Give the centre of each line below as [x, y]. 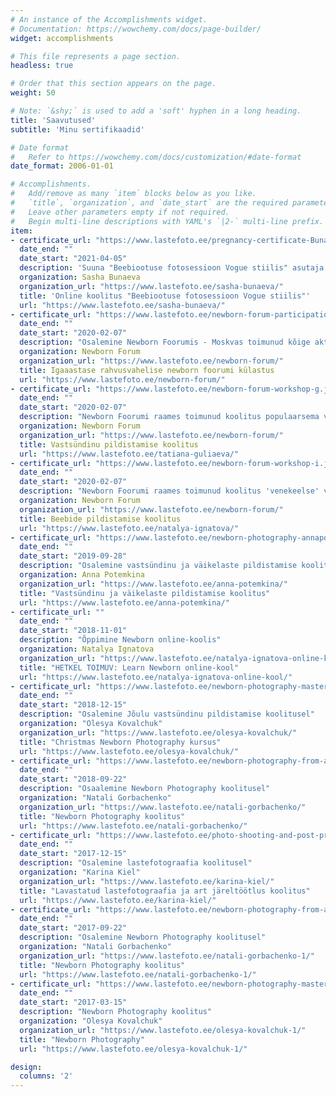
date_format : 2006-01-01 [62, 166]
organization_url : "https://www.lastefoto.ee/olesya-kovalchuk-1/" [163, 1030]
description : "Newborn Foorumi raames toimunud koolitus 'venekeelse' [169, 491]
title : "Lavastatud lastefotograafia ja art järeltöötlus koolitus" [165, 891]
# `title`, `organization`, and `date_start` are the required [149, 203]
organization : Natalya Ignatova [87, 649]
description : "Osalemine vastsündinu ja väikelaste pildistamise [158, 566]
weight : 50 [33, 93]
